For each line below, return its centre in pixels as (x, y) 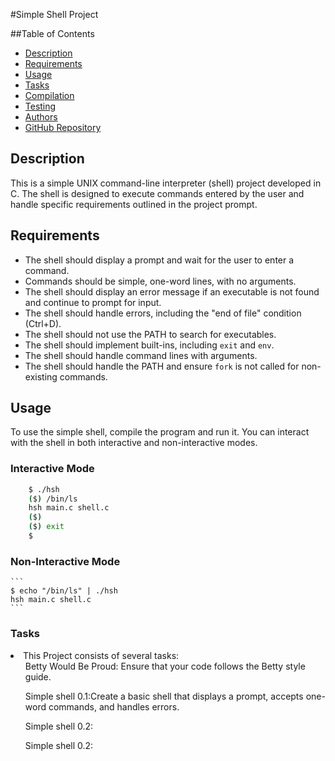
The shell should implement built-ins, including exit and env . (149, 345)
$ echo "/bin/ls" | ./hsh (64, 591)
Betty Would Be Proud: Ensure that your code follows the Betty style (165, 666)
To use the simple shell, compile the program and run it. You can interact (160, 432)
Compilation (49, 95)
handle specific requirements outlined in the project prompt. (134, 204)
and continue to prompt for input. (93, 302)
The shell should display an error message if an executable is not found (172, 291)
